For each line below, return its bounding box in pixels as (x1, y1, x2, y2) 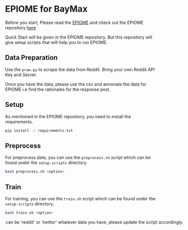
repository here (5, 24, 36, 30)
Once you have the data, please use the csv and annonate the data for (5, 81, 146, 87)
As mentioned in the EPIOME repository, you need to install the (5, 113, 131, 119)
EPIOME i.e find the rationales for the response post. (5, 86, 111, 92)
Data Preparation (5, 54, 58, 62)
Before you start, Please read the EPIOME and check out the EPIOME (5, 20, 144, 25)
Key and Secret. (5, 72, 38, 78)
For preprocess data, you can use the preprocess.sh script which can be (5, 155, 151, 161)
